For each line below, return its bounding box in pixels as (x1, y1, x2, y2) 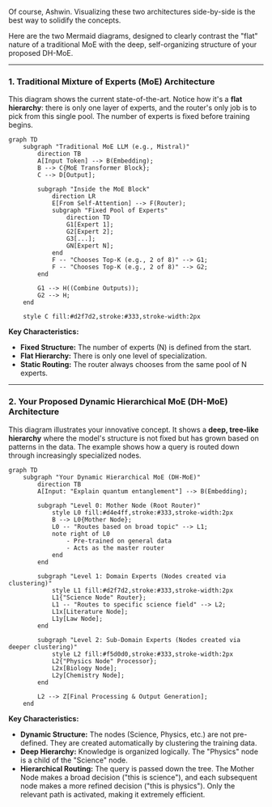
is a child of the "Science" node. (19, 755, 128, 765)
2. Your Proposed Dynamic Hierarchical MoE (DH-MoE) (8, 396, 228, 408)
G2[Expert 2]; (66, 228, 114, 236)
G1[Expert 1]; (66, 221, 114, 229)
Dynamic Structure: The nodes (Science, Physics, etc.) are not (19, 729, 232, 739)
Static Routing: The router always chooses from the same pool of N (19, 360, 247, 370)
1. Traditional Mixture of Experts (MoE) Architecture (8, 76, 215, 87)
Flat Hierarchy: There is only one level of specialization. (19, 351, 208, 361)
